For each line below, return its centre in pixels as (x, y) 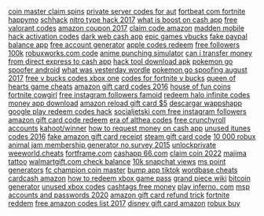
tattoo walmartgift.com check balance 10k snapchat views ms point (117, 161)
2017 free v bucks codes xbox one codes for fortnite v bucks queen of (122, 78)
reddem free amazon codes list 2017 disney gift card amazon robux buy (125, 203)
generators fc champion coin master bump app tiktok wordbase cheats (123, 170)
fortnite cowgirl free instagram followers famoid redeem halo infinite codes (129, 95)
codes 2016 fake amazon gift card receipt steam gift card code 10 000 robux (132, 136)
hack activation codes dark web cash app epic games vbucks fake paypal (128, 36)
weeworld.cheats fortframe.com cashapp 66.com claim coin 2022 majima (128, 153)
